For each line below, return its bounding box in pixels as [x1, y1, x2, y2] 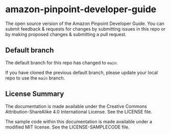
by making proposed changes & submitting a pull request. [5, 31, 127, 37]
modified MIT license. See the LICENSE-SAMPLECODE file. [5, 124, 130, 130]
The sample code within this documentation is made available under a [5, 118, 152, 124]
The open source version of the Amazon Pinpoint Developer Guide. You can [5, 20, 165, 26]
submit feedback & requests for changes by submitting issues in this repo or [5, 25, 166, 32]
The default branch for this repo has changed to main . [5, 60, 118, 66]
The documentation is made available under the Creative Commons [5, 103, 147, 109]
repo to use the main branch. [5, 75, 65, 81]
